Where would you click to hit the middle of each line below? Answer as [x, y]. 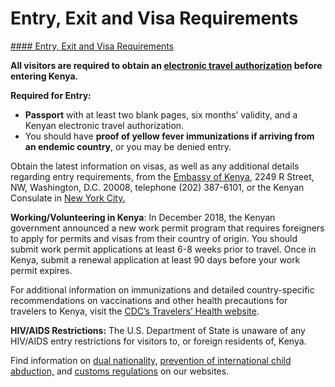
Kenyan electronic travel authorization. [104, 125]
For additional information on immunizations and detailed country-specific [162, 289]
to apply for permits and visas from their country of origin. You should [154, 238]
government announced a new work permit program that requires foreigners [167, 228]
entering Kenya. [44, 76]
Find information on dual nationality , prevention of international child [151, 360]
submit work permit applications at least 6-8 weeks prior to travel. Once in [163, 249]
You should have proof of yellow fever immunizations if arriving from [169, 136]
